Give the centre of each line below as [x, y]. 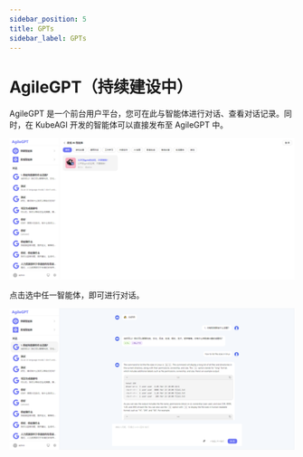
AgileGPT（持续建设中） [101, 87]
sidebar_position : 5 [48, 19]
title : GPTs [32, 29]
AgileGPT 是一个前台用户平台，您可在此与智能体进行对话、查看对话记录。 [147, 114]
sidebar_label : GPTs [48, 38]
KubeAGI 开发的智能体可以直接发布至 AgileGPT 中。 [132, 125]
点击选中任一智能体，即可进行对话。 [77, 295]
